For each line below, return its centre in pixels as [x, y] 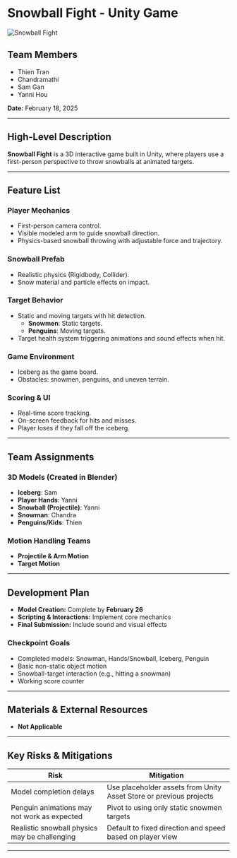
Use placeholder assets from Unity [164, 787]
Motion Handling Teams [49, 541]
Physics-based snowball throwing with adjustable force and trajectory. [120, 241]
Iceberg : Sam [37, 493]
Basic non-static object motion [62, 666]
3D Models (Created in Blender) [62, 477]
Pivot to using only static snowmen [164, 808]
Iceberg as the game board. [58, 372]
